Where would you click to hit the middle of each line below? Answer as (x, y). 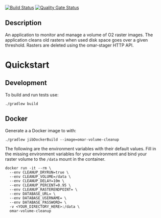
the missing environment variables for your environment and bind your (76, 154)
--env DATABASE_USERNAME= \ (38, 198)
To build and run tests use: (32, 95)
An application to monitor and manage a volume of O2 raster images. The (79, 35)
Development (26, 83)
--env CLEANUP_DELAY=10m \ (37, 181)
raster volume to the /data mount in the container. (55, 159)
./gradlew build (22, 104)
